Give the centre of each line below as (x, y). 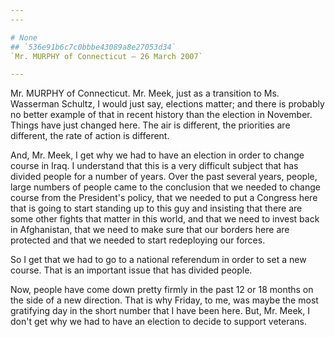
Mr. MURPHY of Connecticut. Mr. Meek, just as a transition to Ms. (145, 93)
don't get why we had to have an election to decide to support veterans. (159, 322)
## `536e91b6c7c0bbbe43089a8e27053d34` (93, 47)
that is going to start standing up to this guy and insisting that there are (156, 208)
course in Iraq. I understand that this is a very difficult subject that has (154, 166)
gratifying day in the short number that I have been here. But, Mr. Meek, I (160, 311)
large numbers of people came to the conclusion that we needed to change (165, 187)
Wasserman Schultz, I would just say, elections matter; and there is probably (167, 104)
